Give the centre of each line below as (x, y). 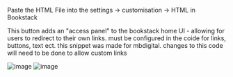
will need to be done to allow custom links (67, 53)
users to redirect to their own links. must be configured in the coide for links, (116, 38)
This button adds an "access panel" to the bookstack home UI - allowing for (116, 31)
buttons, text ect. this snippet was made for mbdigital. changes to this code (115, 45)
